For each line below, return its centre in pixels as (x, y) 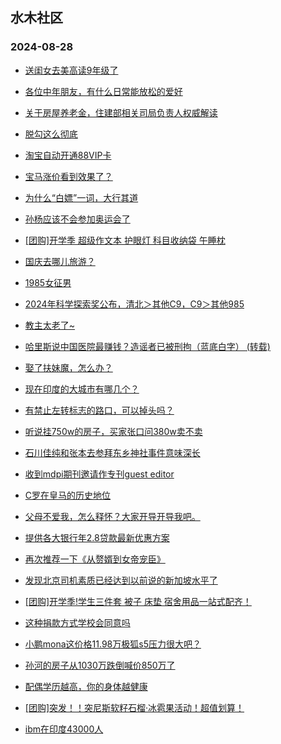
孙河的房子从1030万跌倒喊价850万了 (100, 665)
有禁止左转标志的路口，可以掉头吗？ (99, 410)
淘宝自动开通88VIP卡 (68, 155)
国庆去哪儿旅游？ (60, 261)
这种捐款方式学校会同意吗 (77, 622)
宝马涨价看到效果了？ (68, 176)
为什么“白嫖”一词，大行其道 (81, 197)
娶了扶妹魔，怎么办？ (68, 367)
